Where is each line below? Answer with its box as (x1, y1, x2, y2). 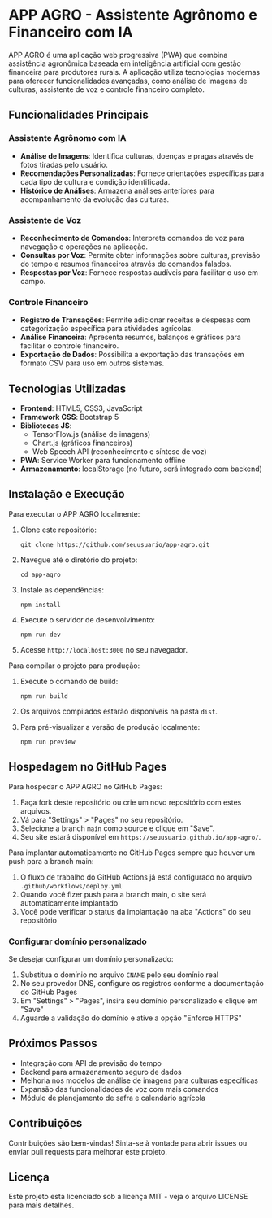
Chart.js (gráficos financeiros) (32, 438, 133, 448)
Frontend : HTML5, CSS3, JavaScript (19, 404, 143, 413)
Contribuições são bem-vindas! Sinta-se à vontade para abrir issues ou (8, 1137, 248, 1148)
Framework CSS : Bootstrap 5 (19, 413, 119, 422)
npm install (19, 600, 61, 609)
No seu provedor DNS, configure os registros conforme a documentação (19, 978, 264, 988)
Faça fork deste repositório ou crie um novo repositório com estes (19, 797, 242, 807)
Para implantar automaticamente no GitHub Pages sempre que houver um (8, 848, 256, 858)
